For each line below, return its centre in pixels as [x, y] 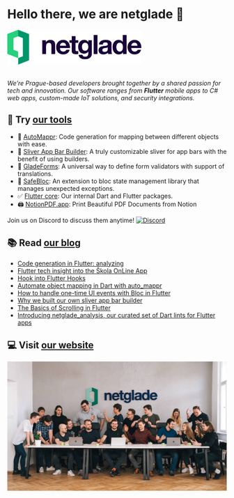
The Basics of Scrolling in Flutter [64, 308]
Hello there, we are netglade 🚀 [96, 14]
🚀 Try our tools [40, 120]
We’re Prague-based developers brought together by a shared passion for [114, 83]
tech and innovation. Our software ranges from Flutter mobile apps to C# [112, 91]
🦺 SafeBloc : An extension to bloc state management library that [108, 181]
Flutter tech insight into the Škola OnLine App [82, 270]
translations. [35, 173]
